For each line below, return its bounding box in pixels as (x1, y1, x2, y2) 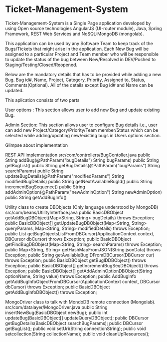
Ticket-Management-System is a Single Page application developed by (5, 20, 151, 26)
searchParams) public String (5, 168, 64, 174)
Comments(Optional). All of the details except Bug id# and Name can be (5, 82, 154, 88)
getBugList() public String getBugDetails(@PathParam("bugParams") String (5, 162, 161, 168)
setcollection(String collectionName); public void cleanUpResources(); (5, 330, 150, 336)
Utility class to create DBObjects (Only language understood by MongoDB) (5, 204, 159, 210)
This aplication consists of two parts (5, 97, 80, 103)
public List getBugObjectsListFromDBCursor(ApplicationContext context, (5, 230, 155, 236)
